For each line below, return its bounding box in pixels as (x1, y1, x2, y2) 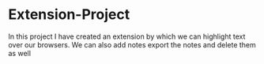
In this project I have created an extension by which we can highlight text (8, 32, 246, 41)
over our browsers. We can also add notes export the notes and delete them (8, 40, 257, 49)
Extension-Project (8, 6, 130, 24)
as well (8, 48, 32, 58)
